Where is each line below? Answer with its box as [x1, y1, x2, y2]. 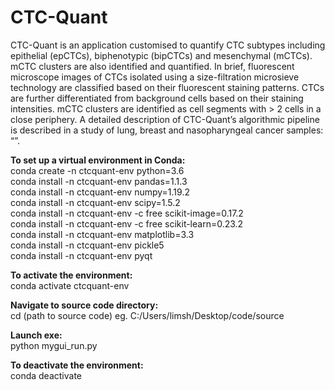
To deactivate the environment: [10, 359, 144, 371]
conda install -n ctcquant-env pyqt [10, 249, 153, 261]
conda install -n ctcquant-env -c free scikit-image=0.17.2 [10, 207, 244, 219]
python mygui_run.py [10, 339, 98, 351]
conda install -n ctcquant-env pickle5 [10, 239, 165, 251]
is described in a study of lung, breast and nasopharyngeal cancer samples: [10, 124, 324, 136]
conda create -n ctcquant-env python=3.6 [10, 164, 185, 176]
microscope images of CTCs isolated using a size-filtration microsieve [10, 71, 300, 83]
